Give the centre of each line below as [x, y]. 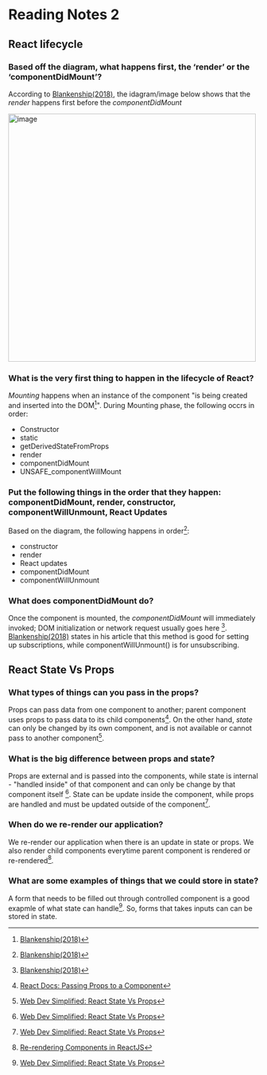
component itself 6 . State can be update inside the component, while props [131, 793]
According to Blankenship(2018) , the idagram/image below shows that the [130, 94]
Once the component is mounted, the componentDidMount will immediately [132, 618]
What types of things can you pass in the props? [104, 692]
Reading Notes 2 [64, 15]
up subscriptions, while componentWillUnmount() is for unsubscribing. [124, 645]
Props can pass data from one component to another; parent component [127, 710]
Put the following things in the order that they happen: [115, 492]
